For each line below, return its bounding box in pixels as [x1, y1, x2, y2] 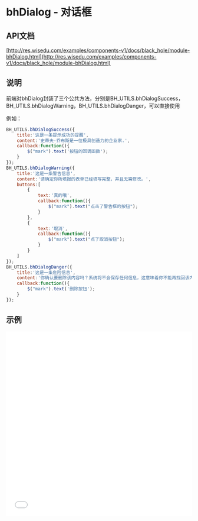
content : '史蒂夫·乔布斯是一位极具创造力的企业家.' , [16, 137, 130, 144]
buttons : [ [16, 182, 41, 187]
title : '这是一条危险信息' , [16, 270, 76, 276]
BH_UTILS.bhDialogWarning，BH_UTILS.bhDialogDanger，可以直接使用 [6, 102, 180, 109]
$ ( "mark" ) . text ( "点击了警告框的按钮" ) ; [48, 203, 138, 210]
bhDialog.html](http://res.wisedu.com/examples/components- [6, 53, 157, 60]
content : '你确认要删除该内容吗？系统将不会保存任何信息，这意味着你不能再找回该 [16, 275, 190, 281]
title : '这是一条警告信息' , [16, 170, 76, 176]
